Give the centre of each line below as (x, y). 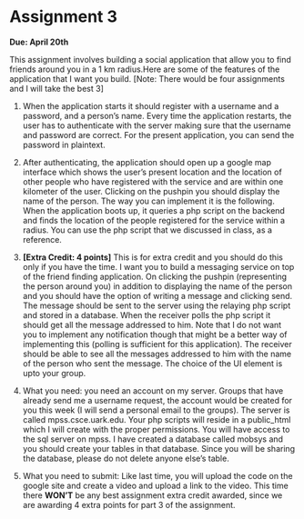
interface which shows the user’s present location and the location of (152, 172)
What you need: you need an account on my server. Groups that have (153, 390)
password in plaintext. (64, 145)
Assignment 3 (64, 17)
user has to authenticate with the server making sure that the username (157, 125)
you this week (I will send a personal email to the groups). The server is (156, 410)
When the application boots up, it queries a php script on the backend (153, 210)
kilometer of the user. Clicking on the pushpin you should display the (151, 191)
